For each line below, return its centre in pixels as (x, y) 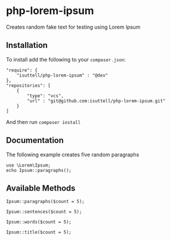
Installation (27, 45)
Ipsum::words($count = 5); (39, 222)
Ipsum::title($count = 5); (39, 232)
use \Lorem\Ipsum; (28, 165)
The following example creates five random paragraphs (73, 154)
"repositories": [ (28, 85)
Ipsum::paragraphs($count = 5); (45, 202)
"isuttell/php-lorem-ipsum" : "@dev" (62, 75)
